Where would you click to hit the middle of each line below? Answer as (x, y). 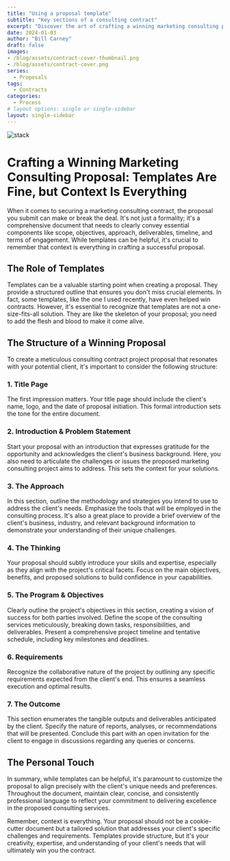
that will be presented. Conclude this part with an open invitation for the (108, 734)
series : (18, 71)
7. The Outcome (34, 704)
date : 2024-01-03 (32, 33)
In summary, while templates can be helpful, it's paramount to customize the (115, 779)
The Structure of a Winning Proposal (87, 343)
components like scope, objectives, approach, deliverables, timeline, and (110, 232)
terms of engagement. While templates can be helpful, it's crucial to (103, 240)
